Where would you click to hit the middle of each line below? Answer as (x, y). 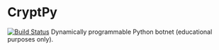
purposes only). (30, 39)
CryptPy (33, 12)
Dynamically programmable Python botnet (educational (131, 32)
